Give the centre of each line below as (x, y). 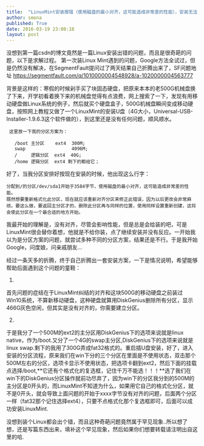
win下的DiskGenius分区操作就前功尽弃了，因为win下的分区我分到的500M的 (100, 378)
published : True (27, 23)
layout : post (23, 35)
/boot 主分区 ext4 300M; (50, 144)
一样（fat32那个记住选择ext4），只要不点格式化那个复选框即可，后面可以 (97, 401)
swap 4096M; (51, 149)
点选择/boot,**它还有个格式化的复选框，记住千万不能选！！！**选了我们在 (99, 371)
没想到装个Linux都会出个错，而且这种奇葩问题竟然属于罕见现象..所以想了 (97, 422)
